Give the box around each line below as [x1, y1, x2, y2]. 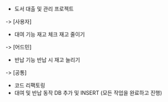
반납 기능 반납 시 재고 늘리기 [14, 56, 80, 63]
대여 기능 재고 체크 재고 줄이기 [14, 31, 85, 38]
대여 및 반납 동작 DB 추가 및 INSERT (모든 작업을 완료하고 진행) [14, 89, 163, 96]
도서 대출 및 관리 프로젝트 [14, 5, 74, 12]
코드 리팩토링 [14, 82, 46, 89]
